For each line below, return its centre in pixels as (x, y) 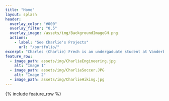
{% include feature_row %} (33, 93)
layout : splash (21, 14)
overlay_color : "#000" (33, 24)
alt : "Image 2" (30, 75)
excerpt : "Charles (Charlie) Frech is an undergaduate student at (76, 51)
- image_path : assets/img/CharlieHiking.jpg (57, 79)
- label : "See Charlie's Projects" (52, 42)
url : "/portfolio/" (39, 47)
